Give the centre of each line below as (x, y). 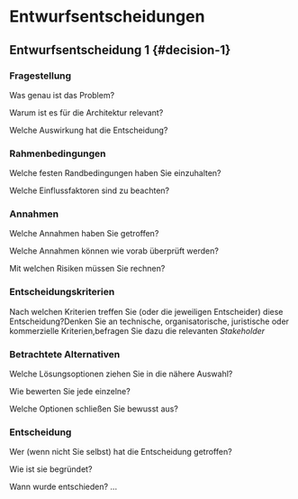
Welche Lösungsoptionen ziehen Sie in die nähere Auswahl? (121, 374)
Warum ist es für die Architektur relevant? (86, 112)
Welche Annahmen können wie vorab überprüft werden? (114, 251)
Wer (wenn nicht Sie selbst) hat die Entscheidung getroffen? (121, 452)
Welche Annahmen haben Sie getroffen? (84, 234)
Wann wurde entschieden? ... (63, 487)
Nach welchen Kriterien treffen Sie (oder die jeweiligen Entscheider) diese (146, 311)
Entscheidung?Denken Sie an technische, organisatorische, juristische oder (149, 321)
